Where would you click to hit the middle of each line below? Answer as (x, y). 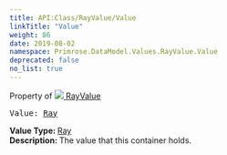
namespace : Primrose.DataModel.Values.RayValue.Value (114, 52)
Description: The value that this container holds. (101, 140)
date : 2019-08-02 (42, 43)
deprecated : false (44, 60)
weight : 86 (30, 35)
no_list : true (36, 69)
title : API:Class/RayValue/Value (73, 18)
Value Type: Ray (41, 130)
